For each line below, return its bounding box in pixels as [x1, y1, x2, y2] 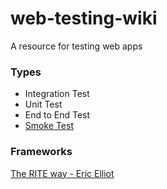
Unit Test [24, 98, 63, 111]
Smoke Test [24, 120, 74, 132]
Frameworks [10, 145, 73, 159]
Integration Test [24, 88, 90, 100]
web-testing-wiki [10, 7, 158, 30]
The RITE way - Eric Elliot [10, 167, 115, 179]
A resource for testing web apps [10, 40, 143, 52]
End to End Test [24, 109, 91, 121]
